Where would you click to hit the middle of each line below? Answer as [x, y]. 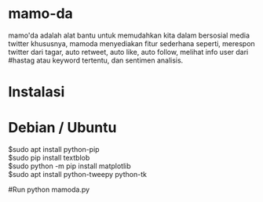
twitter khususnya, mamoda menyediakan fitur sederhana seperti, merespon [131, 43]
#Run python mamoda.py [49, 189]
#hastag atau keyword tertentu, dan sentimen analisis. [96, 60]
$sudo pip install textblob [49, 158]
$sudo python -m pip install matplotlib [69, 166]
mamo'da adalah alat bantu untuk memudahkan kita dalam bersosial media [129, 35]
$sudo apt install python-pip [54, 150]
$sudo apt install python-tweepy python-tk [78, 175]
